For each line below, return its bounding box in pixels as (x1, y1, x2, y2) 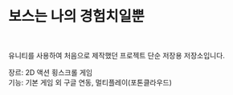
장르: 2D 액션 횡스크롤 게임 (8, 67, 93, 77)
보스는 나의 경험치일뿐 (8, 7, 145, 26)
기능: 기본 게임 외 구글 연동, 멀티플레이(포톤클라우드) (8, 77, 173, 87)
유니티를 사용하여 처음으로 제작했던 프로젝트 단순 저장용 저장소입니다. (8, 50, 225, 60)
